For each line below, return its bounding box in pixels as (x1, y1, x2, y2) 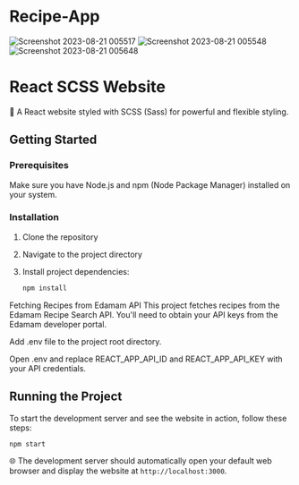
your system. (9, 189, 58, 200)
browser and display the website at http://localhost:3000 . (9, 465, 227, 476)
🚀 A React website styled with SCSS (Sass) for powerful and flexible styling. (9, 106, 289, 117)
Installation (9, 211, 60, 224)
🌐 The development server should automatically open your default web (9, 455, 273, 466)
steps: (9, 422, 32, 433)
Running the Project (9, 389, 123, 404)
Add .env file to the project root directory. (9, 336, 162, 346)
